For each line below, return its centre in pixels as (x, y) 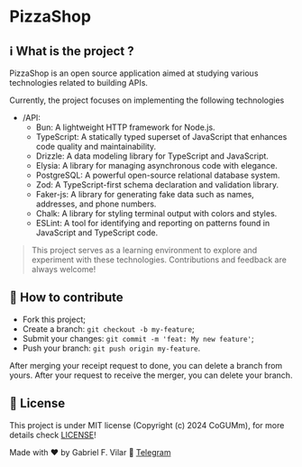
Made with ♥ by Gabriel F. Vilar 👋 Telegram (90, 452)
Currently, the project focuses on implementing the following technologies (147, 100)
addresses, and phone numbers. (96, 204)
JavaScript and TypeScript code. (97, 233)
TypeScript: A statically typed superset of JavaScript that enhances (161, 137)
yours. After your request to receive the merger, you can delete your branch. (151, 375)
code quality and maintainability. (96, 147)
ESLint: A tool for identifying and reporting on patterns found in (153, 223)
